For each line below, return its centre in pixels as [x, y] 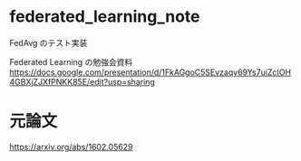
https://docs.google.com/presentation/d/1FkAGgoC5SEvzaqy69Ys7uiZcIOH [150, 72]
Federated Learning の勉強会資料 [71, 62]
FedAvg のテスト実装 [49, 43]
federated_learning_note [105, 17]
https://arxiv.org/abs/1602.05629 [71, 147]
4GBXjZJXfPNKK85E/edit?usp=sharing [83, 81]
